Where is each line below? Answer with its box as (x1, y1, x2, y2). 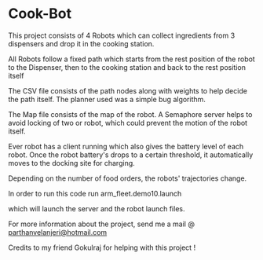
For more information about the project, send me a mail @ (8, 219, 195, 229)
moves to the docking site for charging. (8, 158, 135, 167)
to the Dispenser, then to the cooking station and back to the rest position (8, 62, 246, 71)
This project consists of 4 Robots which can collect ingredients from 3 (8, 31, 236, 40)
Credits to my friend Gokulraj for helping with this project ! (8, 243, 196, 252)
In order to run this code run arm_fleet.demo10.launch (8, 189, 182, 198)
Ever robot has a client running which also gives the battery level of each (8, 141, 244, 151)
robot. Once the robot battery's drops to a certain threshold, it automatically (8, 150, 254, 159)
